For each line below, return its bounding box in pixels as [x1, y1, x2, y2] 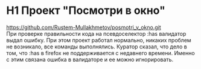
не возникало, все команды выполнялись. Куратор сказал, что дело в [6, 43, 187, 50]
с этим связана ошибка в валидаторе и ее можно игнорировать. [6, 56, 174, 63]
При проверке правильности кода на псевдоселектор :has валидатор [6, 30, 187, 37]
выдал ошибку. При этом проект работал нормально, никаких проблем [6, 36, 191, 44]
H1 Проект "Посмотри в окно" [6, 4, 166, 18]
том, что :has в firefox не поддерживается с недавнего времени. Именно [6, 49, 195, 56]
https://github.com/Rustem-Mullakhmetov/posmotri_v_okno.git [6, 24, 161, 31]
